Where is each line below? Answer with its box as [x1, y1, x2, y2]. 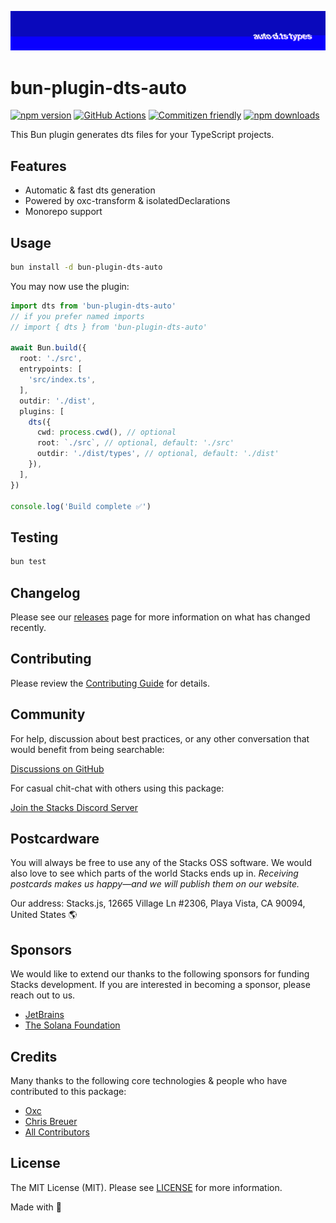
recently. [10, 621, 47, 633]
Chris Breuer [24, 1115, 78, 1127]
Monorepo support [24, 206, 103, 218]
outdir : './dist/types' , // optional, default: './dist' [36, 449, 280, 459]
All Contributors [24, 1126, 90, 1138]
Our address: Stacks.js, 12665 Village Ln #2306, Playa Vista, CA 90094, [10, 897, 306, 910]
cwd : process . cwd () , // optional [36, 427, 177, 438]
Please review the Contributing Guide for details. [10, 677, 210, 689]
